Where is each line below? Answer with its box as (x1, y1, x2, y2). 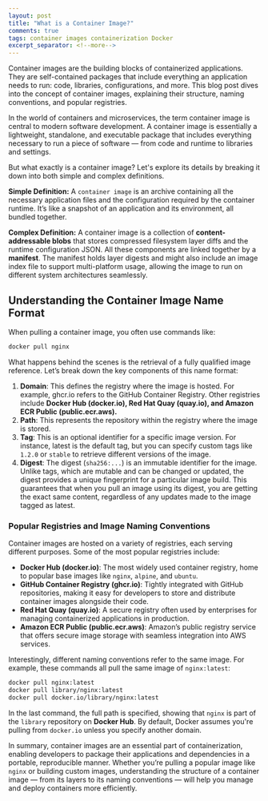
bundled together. (8, 212, 67, 222)
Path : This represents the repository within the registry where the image (19, 415, 258, 425)
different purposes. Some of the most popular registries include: (8, 547, 220, 557)
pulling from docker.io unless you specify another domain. (8, 725, 202, 735)
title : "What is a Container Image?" (8, 19, 134, 27)
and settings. (8, 147, 52, 157)
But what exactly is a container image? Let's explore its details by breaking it (8, 163, 260, 172)
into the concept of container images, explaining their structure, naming (8, 89, 245, 99)
